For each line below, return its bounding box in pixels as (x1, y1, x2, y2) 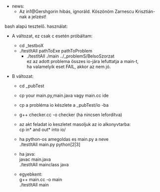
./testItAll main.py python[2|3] (19, 141, 81, 147)
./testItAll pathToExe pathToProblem (19, 48, 93, 54)
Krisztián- (135, 8, 156, 14)
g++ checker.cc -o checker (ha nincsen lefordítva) (19, 112, 122, 118)
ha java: (19, 151, 36, 157)
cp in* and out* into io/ (19, 127, 66, 132)
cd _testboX (19, 43, 44, 48)
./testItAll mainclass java (19, 162, 69, 167)
